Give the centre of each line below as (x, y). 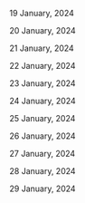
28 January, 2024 (42, 171)
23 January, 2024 (42, 83)
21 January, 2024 (42, 48)
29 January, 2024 (42, 188)
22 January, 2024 (42, 66)
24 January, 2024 (43, 101)
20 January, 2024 (43, 30)
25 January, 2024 (42, 118)
